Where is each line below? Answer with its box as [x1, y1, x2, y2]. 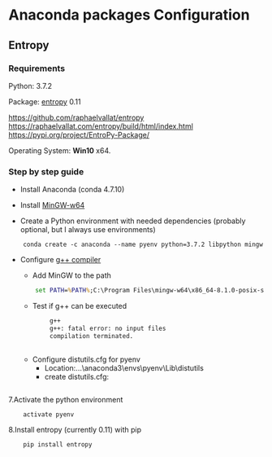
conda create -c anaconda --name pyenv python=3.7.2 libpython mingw [23, 240, 264, 249]
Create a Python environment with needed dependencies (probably [19, 216, 246, 226]
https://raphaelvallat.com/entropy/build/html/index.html [8, 121, 193, 131]
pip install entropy [23, 441, 93, 449]
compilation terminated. [50, 332, 134, 340]
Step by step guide [8, 165, 84, 177]
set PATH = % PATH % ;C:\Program [35, 287, 130, 295]
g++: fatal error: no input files [50, 324, 166, 332]
